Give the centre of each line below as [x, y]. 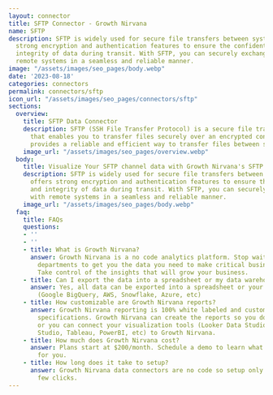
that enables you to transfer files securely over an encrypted [141, 136]
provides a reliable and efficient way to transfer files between [145, 144]
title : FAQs [43, 220]
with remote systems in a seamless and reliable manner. [128, 197]
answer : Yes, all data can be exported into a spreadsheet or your [147, 288]
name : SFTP [27, 31]
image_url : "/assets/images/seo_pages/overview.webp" [116, 152]
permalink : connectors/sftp [56, 91]
